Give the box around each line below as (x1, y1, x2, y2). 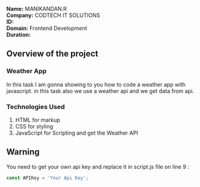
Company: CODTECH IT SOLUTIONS (6, 12, 100, 19)
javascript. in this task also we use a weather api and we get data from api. (6, 87, 194, 94)
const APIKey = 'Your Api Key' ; (6, 175, 89, 181)
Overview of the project (6, 49, 99, 59)
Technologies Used (6, 102, 65, 111)
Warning (6, 147, 40, 157)
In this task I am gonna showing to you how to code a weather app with (6, 80, 186, 88)
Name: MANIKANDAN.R (6, 5, 67, 12)
